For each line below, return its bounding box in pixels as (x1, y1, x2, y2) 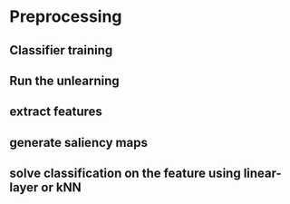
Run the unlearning (9, 73, 120, 88)
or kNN (40, 180, 82, 196)
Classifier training (9, 43, 113, 58)
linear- (243, 166, 283, 181)
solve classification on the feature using (9, 166, 242, 181)
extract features (9, 104, 102, 120)
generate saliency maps (9, 134, 148, 151)
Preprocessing (9, 6, 122, 27)
